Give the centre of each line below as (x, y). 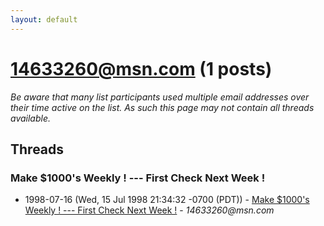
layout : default (44, 19)
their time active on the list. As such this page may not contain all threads (162, 107)
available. (31, 118)
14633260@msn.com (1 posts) (141, 68)
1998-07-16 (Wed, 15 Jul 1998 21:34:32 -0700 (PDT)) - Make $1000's (167, 200)
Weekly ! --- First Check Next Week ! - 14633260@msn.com (149, 210)
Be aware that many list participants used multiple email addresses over (160, 97)
